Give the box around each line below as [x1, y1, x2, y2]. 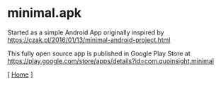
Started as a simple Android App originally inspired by [7, 28, 164, 37]
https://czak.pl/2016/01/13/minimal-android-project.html [7, 35, 171, 44]
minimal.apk [7, 5, 82, 21]
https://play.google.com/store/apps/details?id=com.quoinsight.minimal [7, 56, 215, 65]
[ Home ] [7, 70, 33, 79]
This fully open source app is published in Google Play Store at [7, 49, 191, 58]
